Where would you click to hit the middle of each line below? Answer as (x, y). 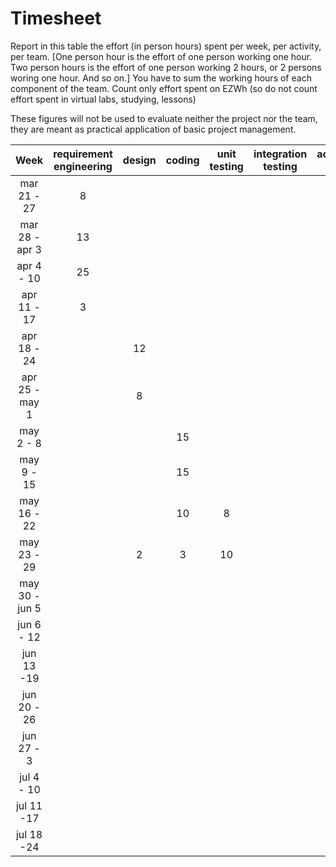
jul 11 (29, 805)
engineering (83, 166)
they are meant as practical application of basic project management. (153, 129)
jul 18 (29, 834)
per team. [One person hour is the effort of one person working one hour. (161, 56)
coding (182, 160)
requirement (83, 154)
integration (280, 154)
